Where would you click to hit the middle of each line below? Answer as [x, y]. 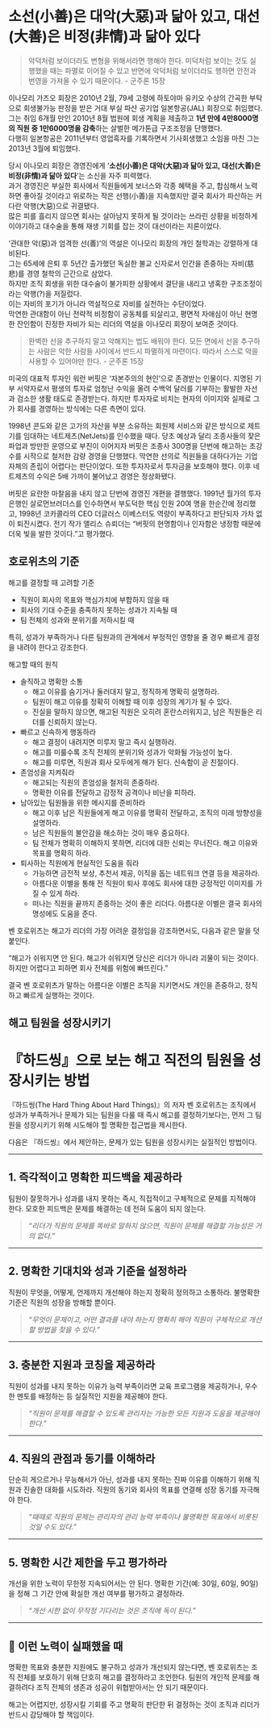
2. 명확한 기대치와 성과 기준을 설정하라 [98, 1271]
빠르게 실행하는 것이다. [59, 995]
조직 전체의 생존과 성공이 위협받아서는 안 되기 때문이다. [122, 1687]
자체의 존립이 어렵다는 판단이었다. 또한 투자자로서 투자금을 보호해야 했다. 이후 [130, 466]
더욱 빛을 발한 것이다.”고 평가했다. [61, 533]
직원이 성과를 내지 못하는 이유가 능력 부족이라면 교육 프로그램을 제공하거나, [126, 1386]
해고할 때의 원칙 [33, 664]
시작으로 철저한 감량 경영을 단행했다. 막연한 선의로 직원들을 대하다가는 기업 [140, 456]
